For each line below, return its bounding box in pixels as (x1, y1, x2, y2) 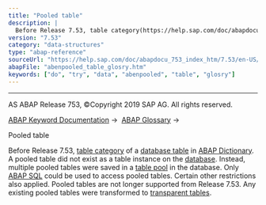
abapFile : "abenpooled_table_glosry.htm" (8, 63, 147, 71)
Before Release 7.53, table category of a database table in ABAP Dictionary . (8, 146, 255, 155)
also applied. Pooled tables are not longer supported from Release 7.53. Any (8, 179, 256, 188)
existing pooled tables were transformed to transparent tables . (8, 188, 212, 197)
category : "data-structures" (8, 41, 104, 49)
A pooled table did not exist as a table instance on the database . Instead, (8, 154, 245, 163)
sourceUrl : (8, 56, 44, 64)
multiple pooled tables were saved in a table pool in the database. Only (8, 162, 239, 172)
